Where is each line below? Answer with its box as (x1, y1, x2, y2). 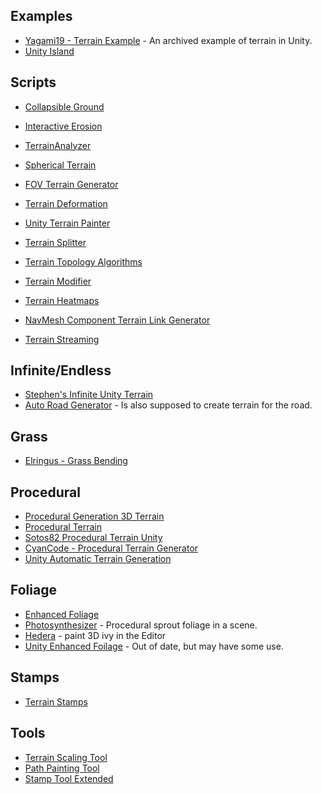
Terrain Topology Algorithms (24, 255, 143, 268)
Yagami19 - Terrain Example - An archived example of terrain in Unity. (24, 34, 313, 46)
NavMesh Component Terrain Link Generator (24, 314, 211, 326)
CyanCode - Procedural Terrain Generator (24, 542, 199, 554)
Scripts (10, 74, 57, 91)
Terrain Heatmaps (24, 294, 100, 306)
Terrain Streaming (24, 333, 100, 345)
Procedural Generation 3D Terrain (24, 510, 165, 523)
